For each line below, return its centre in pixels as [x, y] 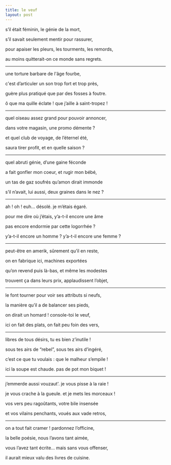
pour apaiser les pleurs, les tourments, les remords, [59, 49]
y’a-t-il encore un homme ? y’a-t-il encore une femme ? [63, 236]
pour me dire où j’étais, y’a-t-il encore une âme [54, 216]
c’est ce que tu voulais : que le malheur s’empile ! [57, 359]
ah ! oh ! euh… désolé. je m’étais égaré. [46, 206]
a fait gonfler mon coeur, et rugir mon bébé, [51, 172]
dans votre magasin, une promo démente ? [50, 127]
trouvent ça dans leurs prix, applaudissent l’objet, [57, 280]
